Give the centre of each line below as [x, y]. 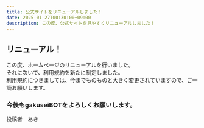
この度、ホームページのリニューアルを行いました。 [70, 65]
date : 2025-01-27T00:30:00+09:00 [49, 18]
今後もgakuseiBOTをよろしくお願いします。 [71, 105]
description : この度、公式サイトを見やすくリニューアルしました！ [81, 23]
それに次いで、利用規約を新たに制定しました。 [65, 73]
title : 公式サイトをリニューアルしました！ [54, 12]
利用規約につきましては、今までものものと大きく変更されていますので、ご [100, 80]
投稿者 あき [22, 120]
